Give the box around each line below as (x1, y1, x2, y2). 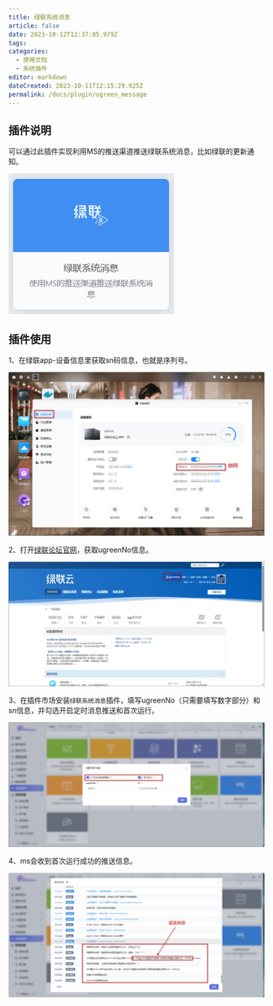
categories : (8, 47, 49, 56)
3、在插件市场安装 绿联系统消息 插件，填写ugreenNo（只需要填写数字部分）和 (8, 695, 261, 705)
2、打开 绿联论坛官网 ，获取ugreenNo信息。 (8, 545, 153, 555)
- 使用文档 (15, 56, 48, 64)
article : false (8, 21, 60, 30)
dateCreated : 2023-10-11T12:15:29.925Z (8, 81, 144, 89)
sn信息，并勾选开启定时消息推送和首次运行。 (8, 705, 159, 715)
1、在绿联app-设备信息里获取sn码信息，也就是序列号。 (8, 355, 193, 365)
